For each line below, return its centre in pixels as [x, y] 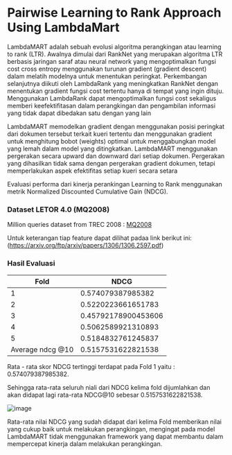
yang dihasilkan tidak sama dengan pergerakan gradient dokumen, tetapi [111, 163]
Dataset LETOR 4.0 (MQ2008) [59, 209]
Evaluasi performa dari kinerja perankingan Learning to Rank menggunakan [115, 184]
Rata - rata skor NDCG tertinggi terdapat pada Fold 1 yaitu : [91, 366]
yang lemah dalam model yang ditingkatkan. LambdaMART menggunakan [113, 148]
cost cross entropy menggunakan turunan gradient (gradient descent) [107, 69]
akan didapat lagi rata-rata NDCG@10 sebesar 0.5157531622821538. [105, 395]
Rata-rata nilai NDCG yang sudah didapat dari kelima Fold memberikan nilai [114, 422]
